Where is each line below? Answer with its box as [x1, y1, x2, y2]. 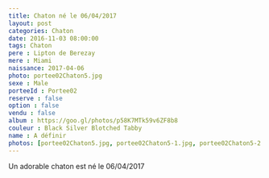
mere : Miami [8, 57, 52, 65]
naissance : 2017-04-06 [8, 64, 85, 72]
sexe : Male [8, 79, 48, 87]
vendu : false [8, 110, 56, 118]
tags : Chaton [8, 42, 52, 50]
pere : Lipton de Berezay [8, 49, 95, 57]
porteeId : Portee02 [8, 86, 78, 95]
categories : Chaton [8, 27, 74, 35]
